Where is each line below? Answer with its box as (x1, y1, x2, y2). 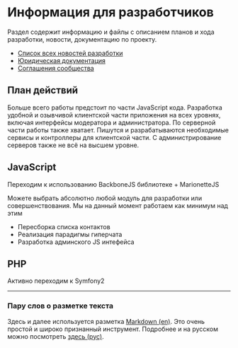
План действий (7, 84, 79, 96)
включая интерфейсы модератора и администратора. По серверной (7, 118, 216, 127)
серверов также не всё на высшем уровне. (7, 141, 140, 149)
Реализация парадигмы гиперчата (17, 230, 123, 238)
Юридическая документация (17, 56, 106, 64)
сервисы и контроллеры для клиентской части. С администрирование (7, 133, 222, 141)
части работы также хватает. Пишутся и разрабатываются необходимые (7, 125, 229, 134)
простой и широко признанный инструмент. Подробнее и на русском (7, 325, 218, 333)
